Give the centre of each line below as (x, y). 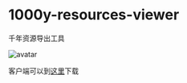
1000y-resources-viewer (94, 15)
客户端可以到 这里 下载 (43, 71)
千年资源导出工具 (37, 38)
